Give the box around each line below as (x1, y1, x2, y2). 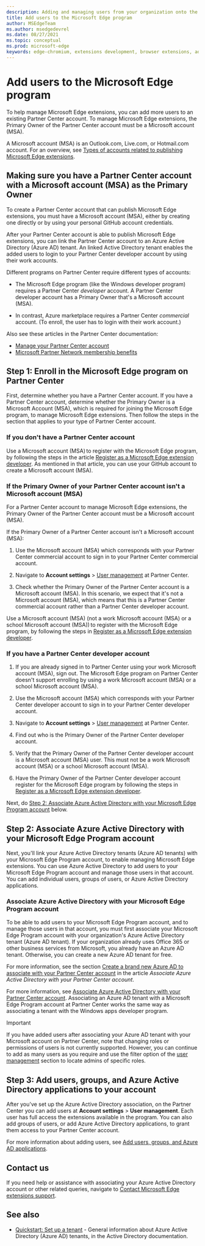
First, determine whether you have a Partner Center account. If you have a (6, 392, 193, 399)
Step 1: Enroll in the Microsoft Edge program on (6, 366, 189, 376)
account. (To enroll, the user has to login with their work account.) (15, 318, 181, 325)
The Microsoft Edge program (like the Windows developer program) (15, 280, 186, 287)
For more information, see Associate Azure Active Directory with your (6, 988, 181, 995)
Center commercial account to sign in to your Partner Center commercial (15, 553, 198, 560)
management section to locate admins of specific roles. (6, 1057, 146, 1064)
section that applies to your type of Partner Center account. (6, 418, 157, 425)
